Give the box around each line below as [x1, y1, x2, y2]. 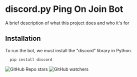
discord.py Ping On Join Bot [5, 3, 123, 15]
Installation [5, 34, 41, 43]
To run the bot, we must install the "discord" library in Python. [5, 47, 132, 53]
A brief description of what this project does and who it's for [5, 20, 129, 26]
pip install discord [9, 57, 52, 62]
